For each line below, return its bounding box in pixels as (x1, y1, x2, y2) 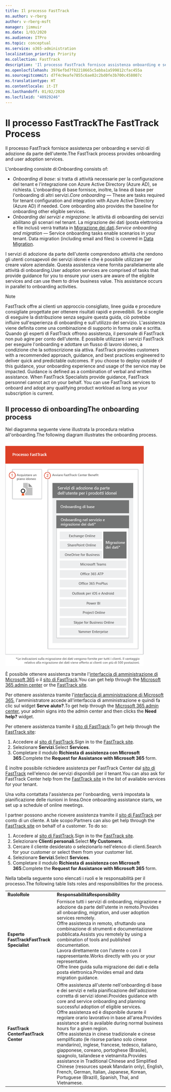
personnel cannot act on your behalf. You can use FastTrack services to (5, 379, 156, 385)
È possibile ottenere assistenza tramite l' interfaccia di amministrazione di (5, 671, 158, 677)
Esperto (7, 931, 25, 938)
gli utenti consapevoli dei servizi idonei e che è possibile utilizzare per (5, 256, 152, 262)
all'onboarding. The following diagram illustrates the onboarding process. (5, 432, 158, 438)
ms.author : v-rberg (5, 13, 47, 19)
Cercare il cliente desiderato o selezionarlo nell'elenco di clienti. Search (12, 844, 162, 850)
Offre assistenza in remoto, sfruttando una (56, 920, 146, 926)
